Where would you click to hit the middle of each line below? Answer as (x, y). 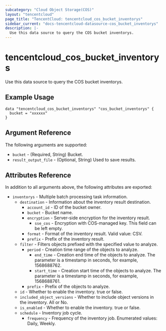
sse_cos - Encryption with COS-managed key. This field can (95, 223)
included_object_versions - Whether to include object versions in (87, 297)
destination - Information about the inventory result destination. (85, 202)
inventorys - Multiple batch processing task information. (70, 197)
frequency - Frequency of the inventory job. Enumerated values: (92, 318)
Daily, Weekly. (41, 324)
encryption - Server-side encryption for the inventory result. (88, 218)
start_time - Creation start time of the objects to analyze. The (98, 271)
